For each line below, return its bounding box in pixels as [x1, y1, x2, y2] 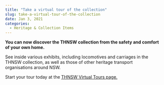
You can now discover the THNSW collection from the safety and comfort [5, 39, 159, 45]
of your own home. [5, 44, 45, 50]
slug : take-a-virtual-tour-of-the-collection [5, 12, 100, 17]
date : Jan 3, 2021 [5, 16, 43, 21]
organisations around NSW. [5, 65, 61, 71]
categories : [5, 21, 30, 26]
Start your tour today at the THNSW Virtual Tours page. [5, 74, 118, 80]
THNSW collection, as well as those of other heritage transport [5, 59, 133, 65]
